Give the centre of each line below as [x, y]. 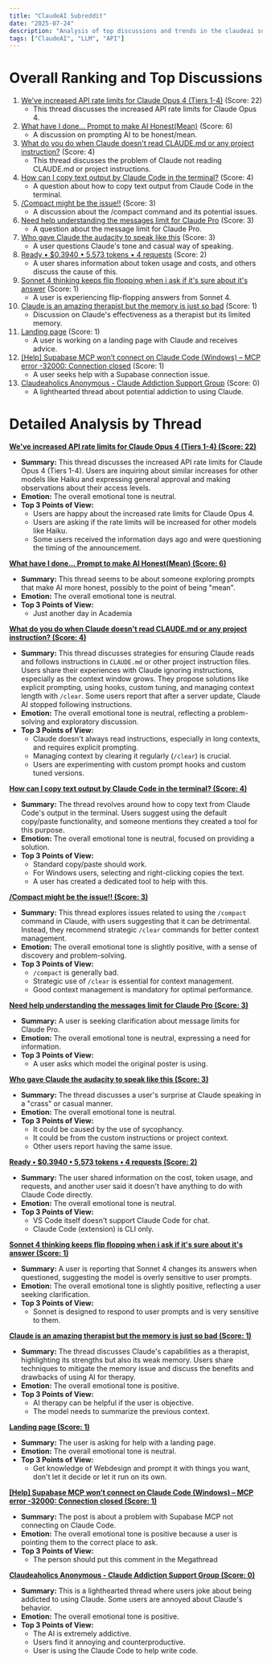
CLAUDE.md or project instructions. [92, 169]
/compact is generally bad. [76, 973]
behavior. [36, 1608]
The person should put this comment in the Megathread [125, 1560]
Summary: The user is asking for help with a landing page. [118, 1443]
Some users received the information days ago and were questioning [147, 539]
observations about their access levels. [86, 488]
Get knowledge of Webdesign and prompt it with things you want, [142, 1469]
